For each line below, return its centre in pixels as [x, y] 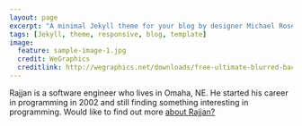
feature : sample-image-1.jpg [72, 51]
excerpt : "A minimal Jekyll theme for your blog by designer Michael [142, 26]
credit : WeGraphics [54, 59]
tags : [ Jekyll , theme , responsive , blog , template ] [108, 34]
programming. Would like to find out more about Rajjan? [112, 112]
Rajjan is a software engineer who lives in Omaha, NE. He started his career [149, 92]
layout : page [34, 17]
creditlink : [40, 68]
